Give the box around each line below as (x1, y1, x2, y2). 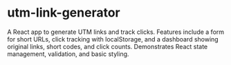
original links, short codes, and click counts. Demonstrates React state (7, 42, 208, 50)
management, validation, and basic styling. (7, 50, 129, 58)
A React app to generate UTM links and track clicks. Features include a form (7, 28, 225, 36)
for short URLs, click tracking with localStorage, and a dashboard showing (7, 35, 219, 43)
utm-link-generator (7, 5, 120, 21)
